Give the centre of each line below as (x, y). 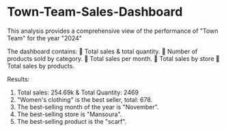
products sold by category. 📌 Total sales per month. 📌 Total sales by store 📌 (113, 58)
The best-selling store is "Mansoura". (69, 114)
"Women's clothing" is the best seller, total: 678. (85, 99)
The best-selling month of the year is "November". (88, 107)
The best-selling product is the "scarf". (72, 121)
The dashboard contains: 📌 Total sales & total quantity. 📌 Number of (102, 51)
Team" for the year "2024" (44, 38)
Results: (18, 79)
